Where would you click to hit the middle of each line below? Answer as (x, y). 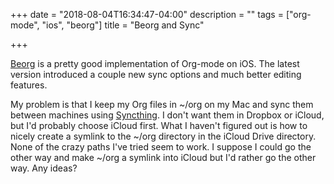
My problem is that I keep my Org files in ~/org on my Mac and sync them (162, 104)
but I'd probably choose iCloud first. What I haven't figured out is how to (159, 125)
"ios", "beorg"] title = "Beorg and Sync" (123, 25)
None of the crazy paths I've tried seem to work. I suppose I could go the (161, 147)
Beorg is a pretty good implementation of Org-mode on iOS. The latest (155, 63)
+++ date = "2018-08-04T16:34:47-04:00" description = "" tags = (147, 14)
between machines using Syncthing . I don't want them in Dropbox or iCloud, (167, 115)
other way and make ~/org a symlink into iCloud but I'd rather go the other (163, 157)
